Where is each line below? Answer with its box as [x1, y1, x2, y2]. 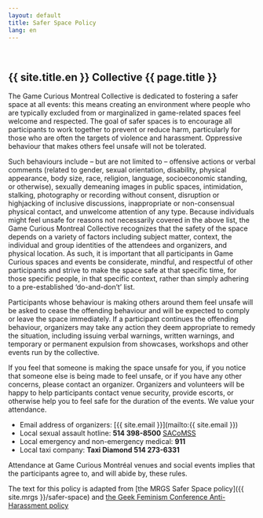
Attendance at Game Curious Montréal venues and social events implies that [8, 461, 255, 470]
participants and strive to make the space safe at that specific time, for [8, 265, 237, 276]
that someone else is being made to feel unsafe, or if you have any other [8, 372, 242, 381]
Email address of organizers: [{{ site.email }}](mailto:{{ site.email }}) [19, 420, 239, 430]
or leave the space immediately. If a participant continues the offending [8, 314, 239, 324]
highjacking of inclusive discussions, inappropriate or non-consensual [8, 198, 236, 209]
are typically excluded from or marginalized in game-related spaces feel [8, 108, 241, 118]
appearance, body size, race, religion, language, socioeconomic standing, [8, 174, 247, 183]
